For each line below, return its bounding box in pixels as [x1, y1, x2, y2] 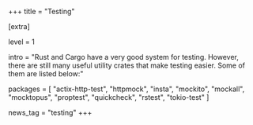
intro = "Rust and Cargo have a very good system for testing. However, [8, 53, 240, 61]
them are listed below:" [8, 69, 84, 78]
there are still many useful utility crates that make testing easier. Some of [8, 61, 245, 70]
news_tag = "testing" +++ [8, 108, 93, 117]
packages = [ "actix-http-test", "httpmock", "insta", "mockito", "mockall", [8, 84, 245, 94]
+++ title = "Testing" [8, 7, 75, 16]
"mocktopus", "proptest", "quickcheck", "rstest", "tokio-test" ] [8, 93, 210, 101]
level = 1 [8, 37, 36, 46]
